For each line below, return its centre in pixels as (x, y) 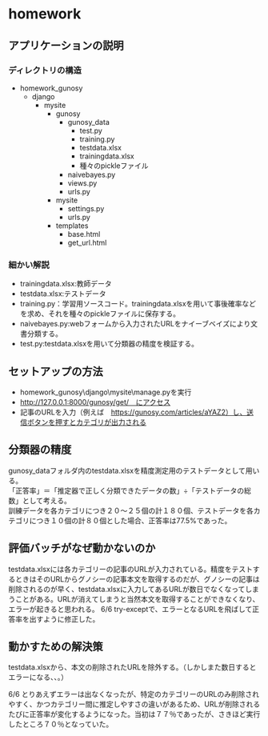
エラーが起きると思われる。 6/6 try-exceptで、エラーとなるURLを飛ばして (130, 609)
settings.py (86, 208)
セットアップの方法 (56, 372)
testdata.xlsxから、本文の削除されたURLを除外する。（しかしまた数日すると (132, 667)
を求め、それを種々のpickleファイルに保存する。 (100, 314)
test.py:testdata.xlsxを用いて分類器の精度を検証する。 (109, 344)
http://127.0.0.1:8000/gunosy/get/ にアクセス (95, 402)
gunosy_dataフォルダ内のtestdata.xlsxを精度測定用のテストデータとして (127, 470)
